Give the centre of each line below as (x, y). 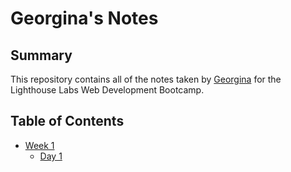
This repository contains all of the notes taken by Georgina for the (146, 79)
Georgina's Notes (84, 18)
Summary (41, 55)
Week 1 (39, 145)
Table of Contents (67, 121)
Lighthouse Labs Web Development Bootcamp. (107, 90)
